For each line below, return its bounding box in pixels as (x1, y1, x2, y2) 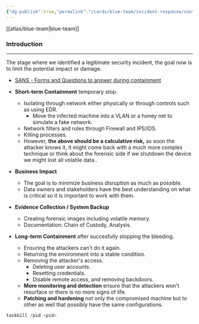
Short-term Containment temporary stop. (14, 88, 118, 95)
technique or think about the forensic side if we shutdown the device (23, 150, 191, 157)
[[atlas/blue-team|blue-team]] (6, 25, 79, 32)
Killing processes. (23, 131, 68, 138)
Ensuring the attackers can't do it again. (23, 244, 121, 251)
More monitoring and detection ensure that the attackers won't (23, 282, 179, 289)
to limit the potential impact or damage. (6, 65, 102, 72)
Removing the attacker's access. (23, 256, 104, 264)
